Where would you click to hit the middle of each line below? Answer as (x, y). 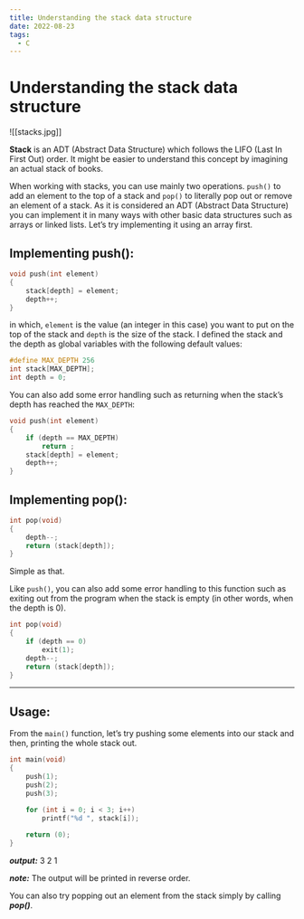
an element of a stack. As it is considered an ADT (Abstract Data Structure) (149, 205)
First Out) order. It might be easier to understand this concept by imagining (149, 159)
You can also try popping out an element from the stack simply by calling (145, 895)
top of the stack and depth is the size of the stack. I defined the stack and (146, 335)
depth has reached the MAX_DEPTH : (72, 404)
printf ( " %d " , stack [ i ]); (91, 818)
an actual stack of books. (57, 169)
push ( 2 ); (42, 785)
